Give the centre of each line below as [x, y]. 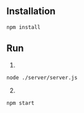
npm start [21, 103]
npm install [23, 27]
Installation [31, 11]
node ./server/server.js [42, 78]
